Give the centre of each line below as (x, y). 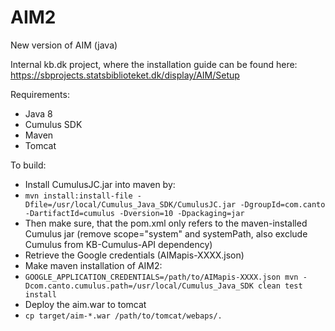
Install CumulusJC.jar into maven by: (100, 184)
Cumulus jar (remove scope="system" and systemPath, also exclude (166, 233)
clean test (280, 286)
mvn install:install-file (78, 196)
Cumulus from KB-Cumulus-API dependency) (118, 244)
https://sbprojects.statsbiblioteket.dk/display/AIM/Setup (125, 75)
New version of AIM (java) (64, 45)
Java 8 (38, 113)
